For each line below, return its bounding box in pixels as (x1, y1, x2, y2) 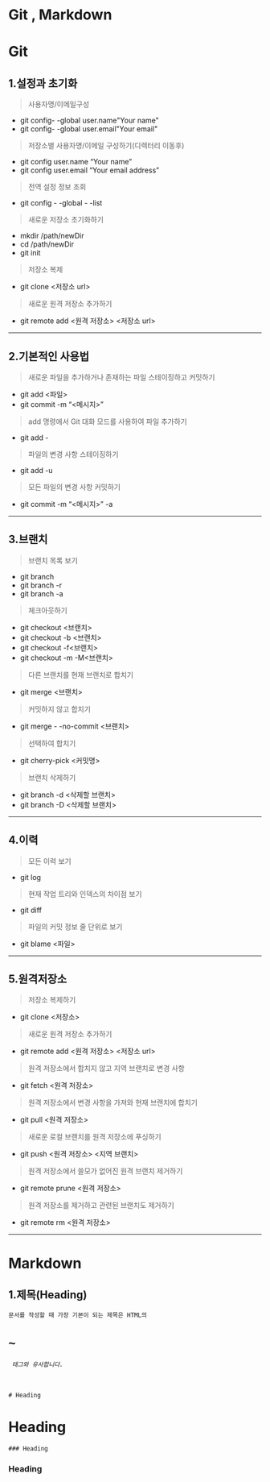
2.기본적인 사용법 (8, 349, 90, 363)
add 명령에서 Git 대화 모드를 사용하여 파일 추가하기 (27, 417, 187, 426)
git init (19, 248, 41, 258)
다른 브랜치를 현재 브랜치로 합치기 (27, 670, 134, 679)
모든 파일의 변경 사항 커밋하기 (27, 482, 121, 492)
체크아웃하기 (27, 605, 68, 615)
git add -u (19, 466, 53, 475)
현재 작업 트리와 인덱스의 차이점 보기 (27, 889, 142, 899)
